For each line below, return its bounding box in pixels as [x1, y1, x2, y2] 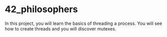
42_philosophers [5, 4, 78, 15]
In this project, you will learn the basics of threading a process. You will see [5, 20, 162, 26]
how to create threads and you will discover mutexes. [5, 25, 116, 31]
